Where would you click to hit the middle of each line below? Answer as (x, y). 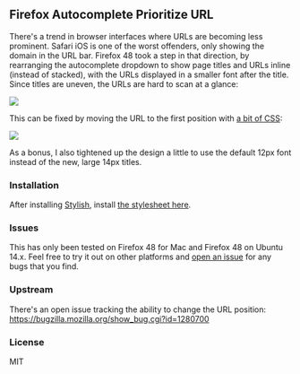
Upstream (31, 290)
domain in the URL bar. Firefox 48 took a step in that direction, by (129, 55)
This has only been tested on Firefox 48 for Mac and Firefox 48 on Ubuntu (146, 248)
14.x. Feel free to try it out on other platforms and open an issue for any (140, 257)
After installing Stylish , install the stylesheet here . (100, 204)
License (27, 342)
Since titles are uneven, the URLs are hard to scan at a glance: (124, 83)
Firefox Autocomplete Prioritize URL (111, 15)
